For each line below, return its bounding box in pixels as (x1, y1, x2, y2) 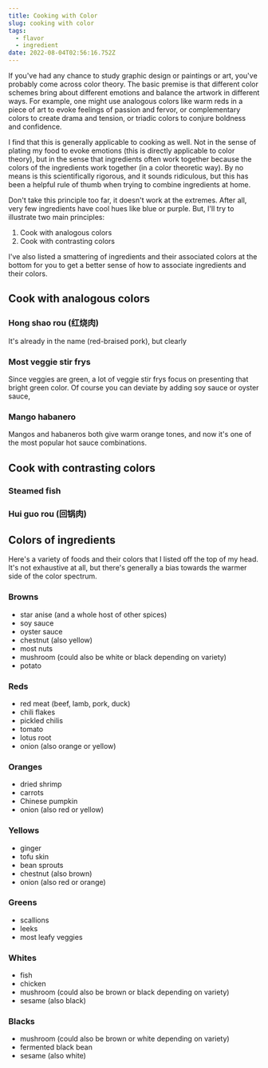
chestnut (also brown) (19, 869, 93, 878)
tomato (19, 724, 44, 734)
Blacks (8, 1016, 36, 1027)
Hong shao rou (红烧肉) (8, 318, 100, 329)
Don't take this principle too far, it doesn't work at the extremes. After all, (8, 195, 247, 205)
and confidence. (8, 122, 62, 131)
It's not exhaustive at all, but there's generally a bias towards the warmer (8, 563, 247, 573)
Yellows (8, 825, 40, 836)
